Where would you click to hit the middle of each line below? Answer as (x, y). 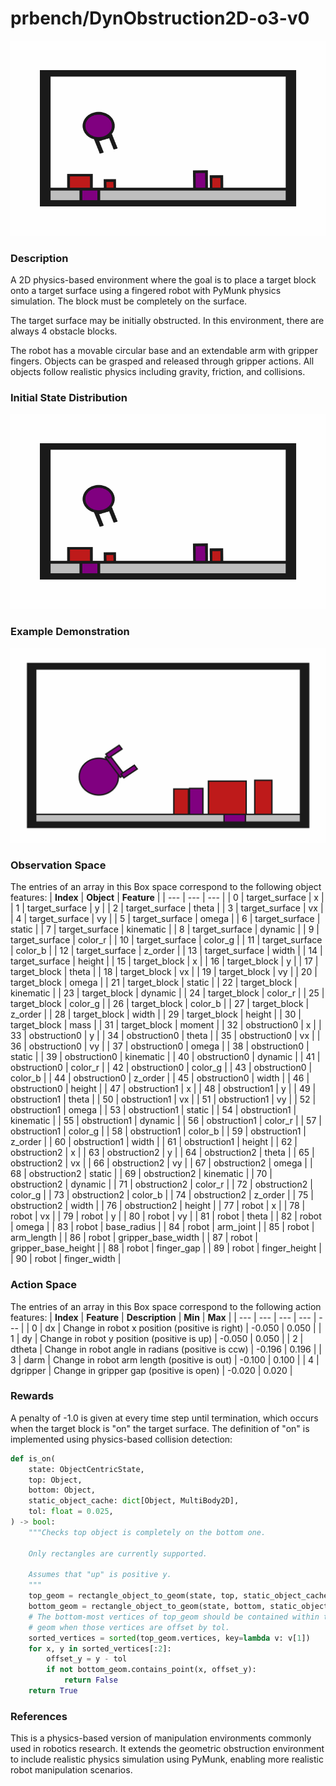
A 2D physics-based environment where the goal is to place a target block (163, 280)
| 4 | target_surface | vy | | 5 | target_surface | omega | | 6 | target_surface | (165, 919)
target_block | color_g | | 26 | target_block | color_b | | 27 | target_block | (160, 1004)
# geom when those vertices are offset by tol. (129, 1627)
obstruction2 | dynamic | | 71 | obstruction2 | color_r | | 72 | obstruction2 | (161, 1184)
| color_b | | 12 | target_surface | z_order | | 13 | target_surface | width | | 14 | (166, 951)
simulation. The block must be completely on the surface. (129, 301)
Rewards (32, 1396)
